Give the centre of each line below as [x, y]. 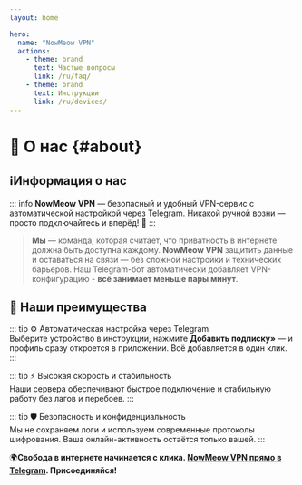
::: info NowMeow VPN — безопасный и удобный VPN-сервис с [132, 203]
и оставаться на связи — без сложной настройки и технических [156, 259]
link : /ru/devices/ [70, 102]
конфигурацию [60, 278]
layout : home [34, 18]
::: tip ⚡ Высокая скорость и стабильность [91, 376]
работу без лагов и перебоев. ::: [72, 399]
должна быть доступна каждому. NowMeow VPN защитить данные [162, 249]
